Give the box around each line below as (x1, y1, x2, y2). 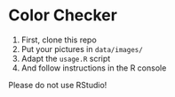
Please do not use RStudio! (8, 79, 107, 90)
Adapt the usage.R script (20, 53, 111, 63)
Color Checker (8, 5, 117, 26)
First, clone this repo (20, 34, 97, 45)
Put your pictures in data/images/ (20, 43, 143, 54)
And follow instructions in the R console (20, 63, 167, 73)
